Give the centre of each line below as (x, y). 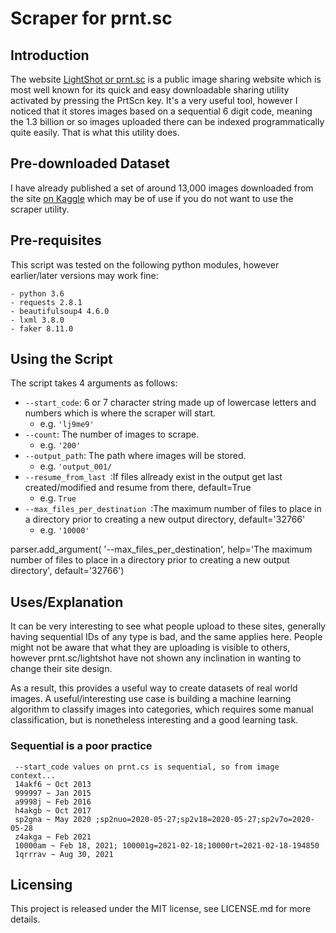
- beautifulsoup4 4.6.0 (60, 311)
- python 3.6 (37, 293)
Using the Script (61, 359)
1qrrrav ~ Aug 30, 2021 (64, 854)
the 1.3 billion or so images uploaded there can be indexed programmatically (167, 121)
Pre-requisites (56, 240)
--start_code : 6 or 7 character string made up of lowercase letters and (170, 403)
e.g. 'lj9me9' (67, 424)
